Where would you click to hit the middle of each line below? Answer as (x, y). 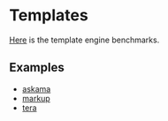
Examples (37, 68)
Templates (49, 15)
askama (36, 88)
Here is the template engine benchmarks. (84, 40)
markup (36, 98)
